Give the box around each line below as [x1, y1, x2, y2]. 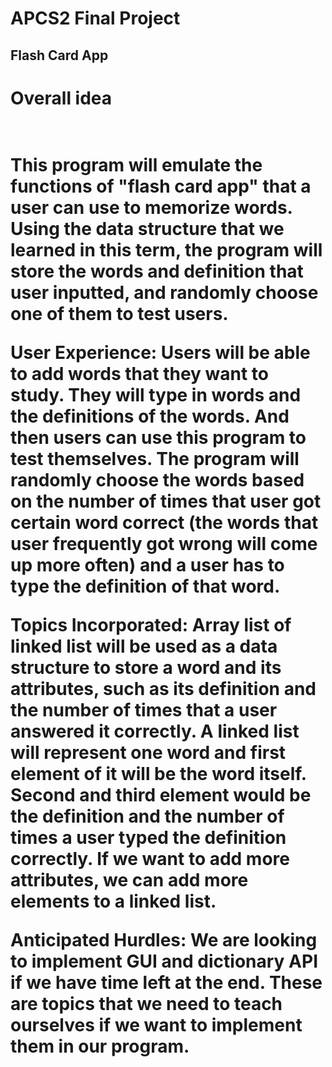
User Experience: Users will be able [10, 341, 311, 364]
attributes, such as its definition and [10, 677, 317, 700]
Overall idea [10, 87, 113, 109]
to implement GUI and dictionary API [10, 950, 319, 972]
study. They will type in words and [10, 383, 302, 406]
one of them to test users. [10, 302, 229, 325]
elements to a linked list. [10, 890, 217, 912]
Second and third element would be [10, 783, 312, 806]
